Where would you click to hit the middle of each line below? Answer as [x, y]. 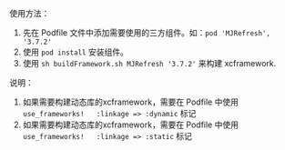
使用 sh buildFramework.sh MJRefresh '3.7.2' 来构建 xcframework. [149, 63]
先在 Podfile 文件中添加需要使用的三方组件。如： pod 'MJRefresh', [147, 33]
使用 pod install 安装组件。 [76, 52]
